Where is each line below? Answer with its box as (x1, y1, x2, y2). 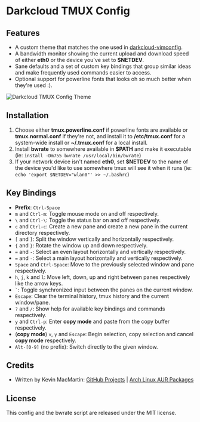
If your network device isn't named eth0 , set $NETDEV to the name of (14, 158, 188, 165)
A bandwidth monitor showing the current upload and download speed (14, 50, 189, 57)
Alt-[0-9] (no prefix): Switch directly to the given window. (14, 343, 158, 350)
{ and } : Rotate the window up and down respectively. (14, 241, 148, 249)
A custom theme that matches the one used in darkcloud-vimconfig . (14, 44, 183, 51)
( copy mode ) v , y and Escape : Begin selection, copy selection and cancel (14, 330, 194, 337)
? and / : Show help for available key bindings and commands (14, 305, 165, 312)
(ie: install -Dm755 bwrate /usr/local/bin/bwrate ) (14, 151, 141, 159)
